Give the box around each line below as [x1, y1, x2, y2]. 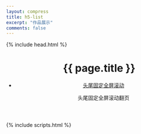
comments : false [6, 25, 46, 31]
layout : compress [6, 8, 49, 15]
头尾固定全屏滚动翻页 [77, 95, 130, 102]
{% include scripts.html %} [6, 122, 72, 129]
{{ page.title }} [63, 62, 136, 75]
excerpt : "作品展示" [6, 19, 53, 25]
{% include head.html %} [6, 41, 67, 48]
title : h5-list [6, 14, 44, 20]
